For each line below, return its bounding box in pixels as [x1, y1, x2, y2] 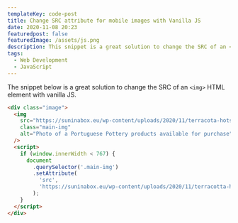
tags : [7, 50, 23, 58]
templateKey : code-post [7, 10, 78, 18]
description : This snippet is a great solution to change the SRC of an [7, 43, 227, 50]
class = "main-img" [20, 124, 72, 131]
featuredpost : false [7, 30, 69, 38]
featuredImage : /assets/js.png [7, 37, 100, 44]
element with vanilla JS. [7, 90, 76, 99]
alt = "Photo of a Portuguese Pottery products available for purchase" [20, 131, 233, 138]
